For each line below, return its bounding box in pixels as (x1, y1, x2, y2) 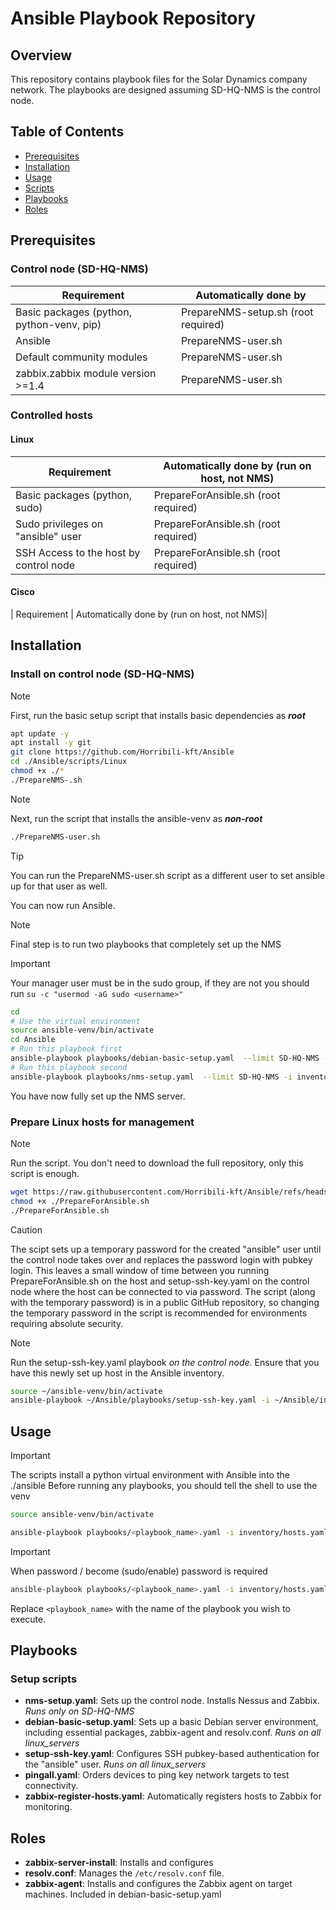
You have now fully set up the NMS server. (10, 1090, 186, 1102)
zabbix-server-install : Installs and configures (24, 1857, 214, 1869)
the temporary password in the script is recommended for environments (10, 1307, 308, 1319)
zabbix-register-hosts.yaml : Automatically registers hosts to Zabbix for (24, 1790, 322, 1802)
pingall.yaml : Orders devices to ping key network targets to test (24, 1769, 290, 1781)
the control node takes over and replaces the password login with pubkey (10, 1253, 313, 1266)
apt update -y (10, 728, 70, 739)
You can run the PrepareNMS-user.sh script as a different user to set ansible (10, 869, 326, 881)
